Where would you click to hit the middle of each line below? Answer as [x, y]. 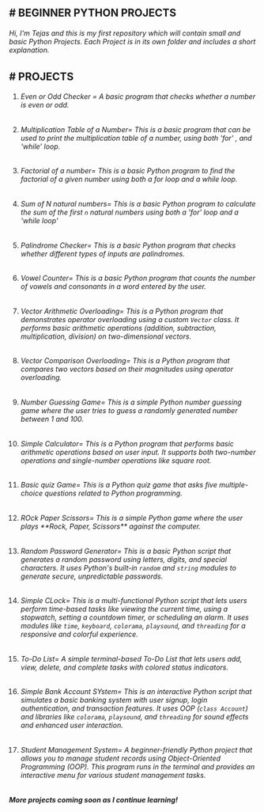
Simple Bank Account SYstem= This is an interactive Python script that [136, 692]
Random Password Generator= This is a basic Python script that [126, 551]
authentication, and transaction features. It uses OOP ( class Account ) [134, 708]
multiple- [234, 485]
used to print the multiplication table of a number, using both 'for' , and [136, 138]
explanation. [29, 50]
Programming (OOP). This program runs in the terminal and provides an [138, 766]
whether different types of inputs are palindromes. [102, 253]
